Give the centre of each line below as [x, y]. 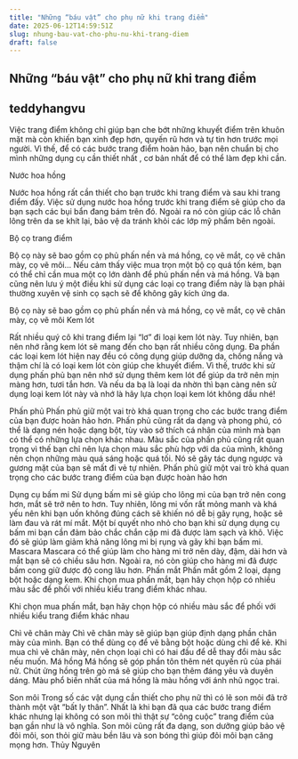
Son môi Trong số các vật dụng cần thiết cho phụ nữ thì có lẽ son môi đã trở [148, 698]
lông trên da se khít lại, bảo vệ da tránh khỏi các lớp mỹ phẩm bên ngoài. [142, 221]
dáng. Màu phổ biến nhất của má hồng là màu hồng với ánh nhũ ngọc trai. [145, 681]
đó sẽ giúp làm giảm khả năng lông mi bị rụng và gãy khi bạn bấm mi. [136, 542]
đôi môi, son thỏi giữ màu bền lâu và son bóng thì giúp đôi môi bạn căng [141, 736]
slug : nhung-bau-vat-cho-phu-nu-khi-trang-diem [99, 34]
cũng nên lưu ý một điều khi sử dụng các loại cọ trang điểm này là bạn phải [147, 284]
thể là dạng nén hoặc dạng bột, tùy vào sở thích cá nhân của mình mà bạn [145, 430]
